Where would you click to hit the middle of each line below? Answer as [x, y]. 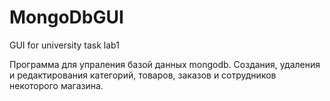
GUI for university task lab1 [64, 45]
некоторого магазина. [56, 85]
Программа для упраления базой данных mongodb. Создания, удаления [165, 64]
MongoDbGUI [66, 17]
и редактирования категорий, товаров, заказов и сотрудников [143, 75]
